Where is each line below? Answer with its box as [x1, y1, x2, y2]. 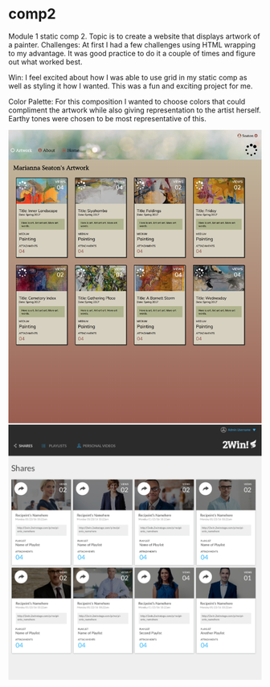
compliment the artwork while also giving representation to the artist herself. [8, 105, 261, 115]
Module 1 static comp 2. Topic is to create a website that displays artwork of [8, 31, 260, 41]
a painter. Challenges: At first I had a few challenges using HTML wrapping [8, 39, 256, 49]
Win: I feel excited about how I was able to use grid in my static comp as [8, 72, 247, 82]
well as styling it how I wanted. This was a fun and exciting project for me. [8, 81, 253, 91]
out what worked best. [8, 57, 83, 67]
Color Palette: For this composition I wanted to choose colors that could [8, 96, 246, 106]
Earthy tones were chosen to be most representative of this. [8, 113, 207, 123]
